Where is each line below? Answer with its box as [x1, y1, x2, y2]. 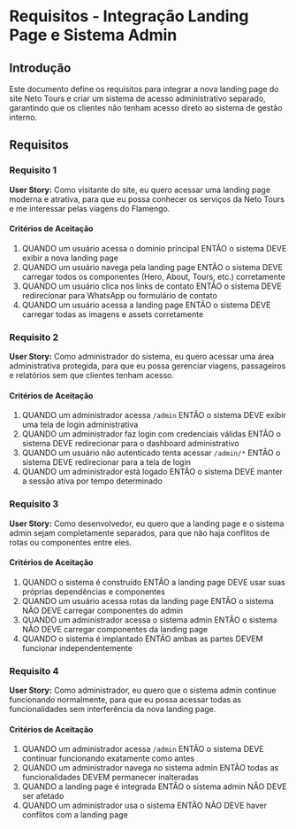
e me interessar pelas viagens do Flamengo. [9, 203, 171, 213]
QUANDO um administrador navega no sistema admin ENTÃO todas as [21, 763, 279, 773]
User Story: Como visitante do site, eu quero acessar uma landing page [9, 184, 271, 195]
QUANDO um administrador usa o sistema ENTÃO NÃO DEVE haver [21, 800, 268, 811]
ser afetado [21, 791, 65, 802]
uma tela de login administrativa [21, 419, 139, 430]
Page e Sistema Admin [9, 25, 178, 45]
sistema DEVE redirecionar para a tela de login [21, 457, 192, 468]
